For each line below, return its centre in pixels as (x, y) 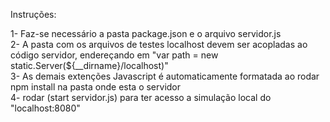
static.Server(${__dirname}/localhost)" (89, 65)
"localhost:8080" (45, 108)
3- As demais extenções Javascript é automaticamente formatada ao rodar (165, 76)
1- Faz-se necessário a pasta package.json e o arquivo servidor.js (146, 33)
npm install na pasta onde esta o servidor (96, 87)
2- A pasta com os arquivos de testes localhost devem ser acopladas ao (159, 44)
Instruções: (33, 14)
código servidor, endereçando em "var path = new (114, 55)
